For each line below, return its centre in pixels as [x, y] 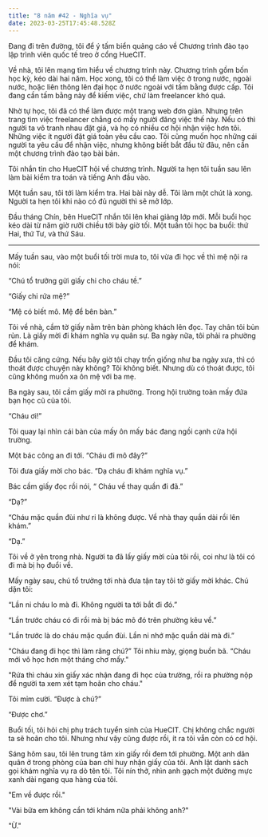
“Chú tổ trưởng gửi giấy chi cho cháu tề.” [75, 280]
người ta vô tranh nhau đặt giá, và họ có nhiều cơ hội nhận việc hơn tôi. [125, 128]
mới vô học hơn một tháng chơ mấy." [69, 659]
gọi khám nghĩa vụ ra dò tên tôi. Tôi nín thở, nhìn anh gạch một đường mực [130, 771]
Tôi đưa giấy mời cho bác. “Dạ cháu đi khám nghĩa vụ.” [98, 470]
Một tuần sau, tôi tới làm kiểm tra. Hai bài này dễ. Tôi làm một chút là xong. [130, 192]
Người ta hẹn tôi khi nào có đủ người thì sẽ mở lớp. [91, 201]
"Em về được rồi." [37, 795]
